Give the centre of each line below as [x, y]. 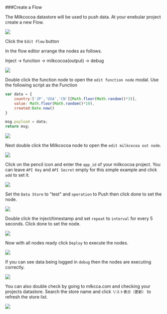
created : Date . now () [34, 108]
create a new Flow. [24, 22]
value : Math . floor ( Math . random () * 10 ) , [54, 103]
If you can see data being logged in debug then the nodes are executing [78, 262]
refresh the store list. [27, 297]
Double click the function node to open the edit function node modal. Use [82, 80]
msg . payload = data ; [27, 122]
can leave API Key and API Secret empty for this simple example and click [81, 170]
